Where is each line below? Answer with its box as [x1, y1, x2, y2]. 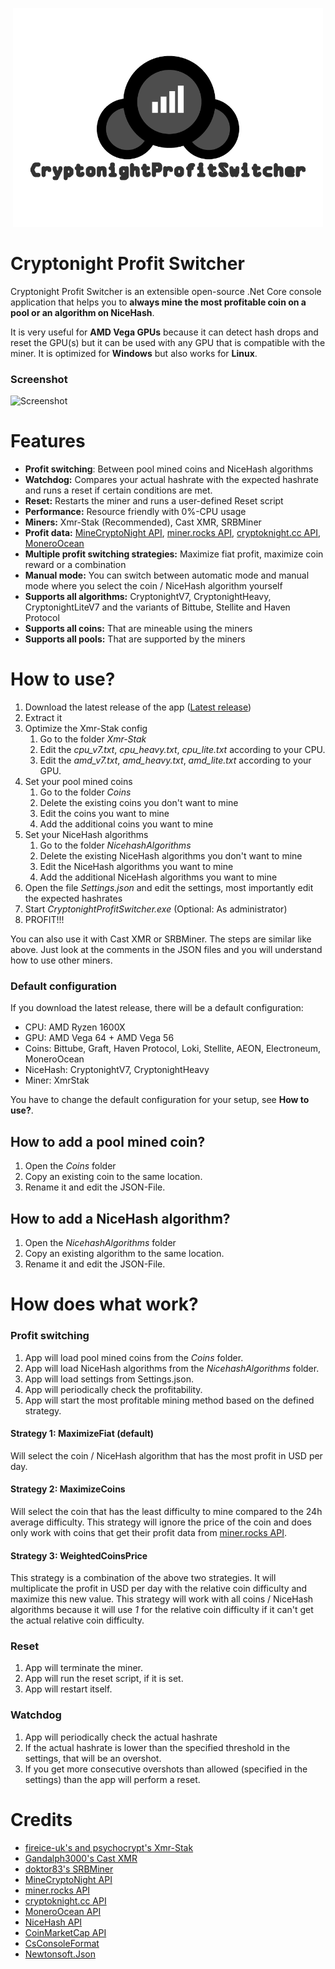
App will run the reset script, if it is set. [24, 1673, 184, 1685]
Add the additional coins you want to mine [39, 818, 214, 830]
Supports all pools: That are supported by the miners [24, 633, 246, 645]
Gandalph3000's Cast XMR [24, 1852, 138, 1864]
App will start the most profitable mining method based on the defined [24, 1394, 315, 1406]
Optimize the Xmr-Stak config [24, 723, 148, 735]
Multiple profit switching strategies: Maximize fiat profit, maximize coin [24, 548, 324, 560]
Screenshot [10, 372, 68, 386]
